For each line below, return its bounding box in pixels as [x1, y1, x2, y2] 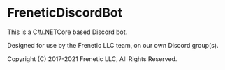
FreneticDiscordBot [7, 5, 123, 21]
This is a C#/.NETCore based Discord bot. [7, 28, 128, 36]
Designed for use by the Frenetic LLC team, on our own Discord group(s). [7, 41, 219, 49]
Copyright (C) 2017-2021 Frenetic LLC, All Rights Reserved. [7, 54, 177, 63]
